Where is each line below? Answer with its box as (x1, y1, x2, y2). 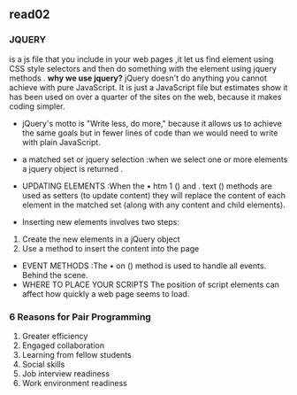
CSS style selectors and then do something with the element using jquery (9, 63, 277, 74)
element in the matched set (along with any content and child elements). (21, 199, 286, 210)
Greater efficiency (21, 330, 88, 341)
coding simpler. (9, 101, 65, 112)
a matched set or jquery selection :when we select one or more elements (21, 154, 288, 165)
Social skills (21, 359, 65, 369)
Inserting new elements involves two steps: (21, 216, 179, 227)
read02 (9, 7, 50, 22)
